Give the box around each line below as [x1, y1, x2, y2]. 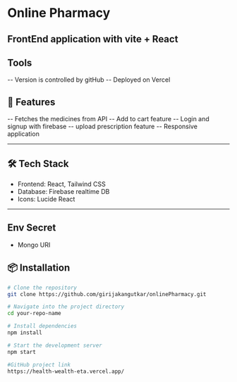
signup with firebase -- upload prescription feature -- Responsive [7, 122, 197, 131]
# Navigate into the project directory [7, 303, 125, 311]
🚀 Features [7, 96, 56, 108]
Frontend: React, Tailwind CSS [17, 180, 106, 188]
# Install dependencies [7, 323, 78, 330]
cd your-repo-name [7, 310, 61, 317]
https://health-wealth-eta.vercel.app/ [7, 368, 125, 375]
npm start [7, 348, 37, 355]
